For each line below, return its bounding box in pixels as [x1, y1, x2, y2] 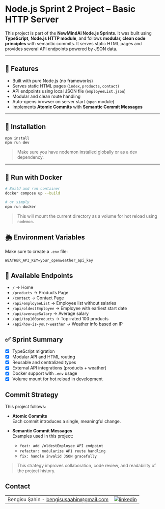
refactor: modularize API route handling [19, 449, 106, 454]
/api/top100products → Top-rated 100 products [12, 316, 109, 322]
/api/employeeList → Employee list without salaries [12, 300, 116, 306]
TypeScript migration [12, 348, 55, 354]
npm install [5, 136, 29, 141]
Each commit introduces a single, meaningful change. [12, 419, 121, 424]
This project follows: [5, 404, 47, 410]
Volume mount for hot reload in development [12, 376, 103, 382]
